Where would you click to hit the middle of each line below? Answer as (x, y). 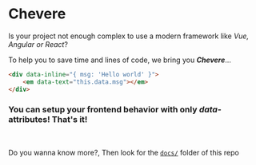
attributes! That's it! (48, 120)
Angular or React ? (38, 44)
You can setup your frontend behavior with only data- (115, 110)
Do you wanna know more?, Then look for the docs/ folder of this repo (124, 152)
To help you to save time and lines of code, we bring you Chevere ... (120, 60)
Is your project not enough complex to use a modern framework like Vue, (129, 36)
